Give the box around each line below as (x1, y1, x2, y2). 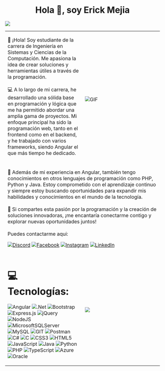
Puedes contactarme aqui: (7, 230, 69, 237)
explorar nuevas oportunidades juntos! (7, 218, 97, 225)
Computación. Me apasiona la (7, 55, 77, 62)
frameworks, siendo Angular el (7, 143, 79, 150)
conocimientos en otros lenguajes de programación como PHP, (7, 175, 153, 182)
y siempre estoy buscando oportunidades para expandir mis (7, 187, 146, 194)
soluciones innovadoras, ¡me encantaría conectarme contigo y (7, 212, 152, 219)
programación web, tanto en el (7, 125, 78, 132)
